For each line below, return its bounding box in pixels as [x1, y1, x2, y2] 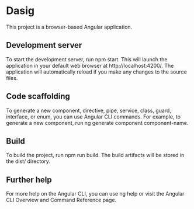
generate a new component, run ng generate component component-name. [6, 119, 189, 126]
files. [6, 74, 18, 81]
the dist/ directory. [6, 158, 51, 165]
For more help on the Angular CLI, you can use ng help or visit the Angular [6, 190, 185, 197]
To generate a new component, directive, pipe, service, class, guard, [6, 107, 171, 114]
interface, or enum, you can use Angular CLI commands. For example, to [6, 113, 181, 120]
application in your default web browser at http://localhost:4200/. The [6, 62, 174, 69]
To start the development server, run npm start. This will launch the [6, 55, 168, 62]
